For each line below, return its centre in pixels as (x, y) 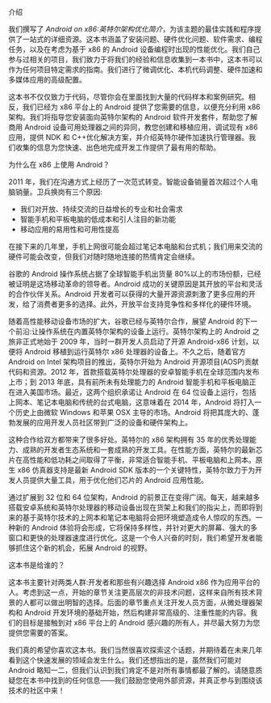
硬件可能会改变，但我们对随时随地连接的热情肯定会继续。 (104, 256)
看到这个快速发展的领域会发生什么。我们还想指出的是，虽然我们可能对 (125, 660)
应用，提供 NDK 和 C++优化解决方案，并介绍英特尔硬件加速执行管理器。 (129, 137)
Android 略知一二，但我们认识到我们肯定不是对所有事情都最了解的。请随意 (132, 670)
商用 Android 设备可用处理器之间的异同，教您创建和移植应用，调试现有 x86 (133, 127)
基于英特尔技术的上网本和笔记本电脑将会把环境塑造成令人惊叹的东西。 (139, 517)
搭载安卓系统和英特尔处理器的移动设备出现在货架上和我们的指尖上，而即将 (132, 507)
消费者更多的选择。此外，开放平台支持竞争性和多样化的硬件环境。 (146, 304)
